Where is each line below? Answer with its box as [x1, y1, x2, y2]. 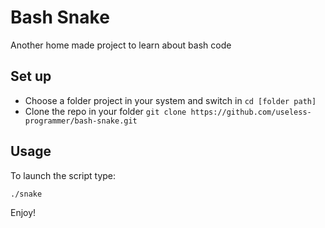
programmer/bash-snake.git [24, 116, 138, 126]
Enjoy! [10, 207, 37, 219]
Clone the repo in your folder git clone [24, 105, 187, 117]
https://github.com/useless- [190, 107, 312, 117]
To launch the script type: [10, 169, 117, 181]
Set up [10, 68, 52, 85]
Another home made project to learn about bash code [10, 39, 232, 51]
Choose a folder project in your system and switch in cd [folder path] [24, 94, 317, 106]
